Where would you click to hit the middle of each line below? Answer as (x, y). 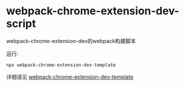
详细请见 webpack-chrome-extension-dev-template (70, 76)
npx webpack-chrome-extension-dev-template (61, 65)
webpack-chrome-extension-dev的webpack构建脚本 (71, 41)
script (21, 24)
